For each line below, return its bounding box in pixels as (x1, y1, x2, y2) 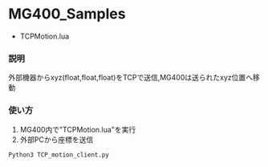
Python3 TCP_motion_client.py (8, 150, 110, 159)
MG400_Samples (8, 5, 126, 23)
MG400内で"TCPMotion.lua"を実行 (19, 124, 136, 134)
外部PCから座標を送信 (19, 134, 94, 145)
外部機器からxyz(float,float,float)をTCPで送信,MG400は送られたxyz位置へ (8, 73, 254, 83)
